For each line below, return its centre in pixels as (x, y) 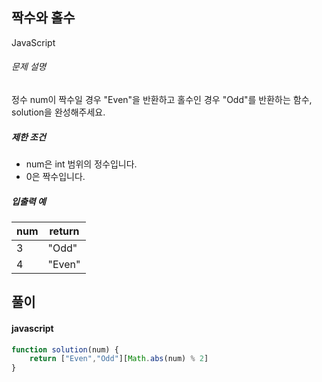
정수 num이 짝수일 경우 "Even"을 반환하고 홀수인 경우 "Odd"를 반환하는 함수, (162, 100)
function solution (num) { (65, 349)
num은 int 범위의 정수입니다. (81, 164)
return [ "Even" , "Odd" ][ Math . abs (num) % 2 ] (119, 359)
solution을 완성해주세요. (58, 112)
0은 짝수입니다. (55, 176)
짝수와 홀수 (43, 18)
